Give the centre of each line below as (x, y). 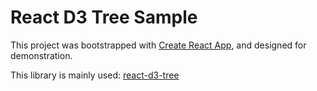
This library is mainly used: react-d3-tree (95, 75)
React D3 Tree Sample (104, 17)
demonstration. (41, 55)
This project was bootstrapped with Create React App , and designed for (158, 45)
